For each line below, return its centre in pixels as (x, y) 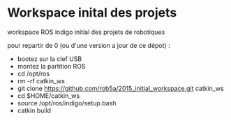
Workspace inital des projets (92, 13)
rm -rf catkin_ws (41, 80)
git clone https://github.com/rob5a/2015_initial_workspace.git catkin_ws (121, 88)
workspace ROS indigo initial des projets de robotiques (86, 32)
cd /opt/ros (33, 74)
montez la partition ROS (51, 66)
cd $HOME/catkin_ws (49, 96)
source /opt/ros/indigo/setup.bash (67, 103)
